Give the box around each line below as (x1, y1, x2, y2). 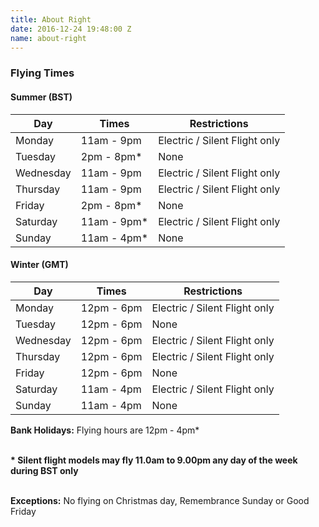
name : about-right (10, 33, 87, 43)
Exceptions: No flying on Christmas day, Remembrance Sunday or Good (10, 494, 310, 506)
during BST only (10, 464, 79, 476)
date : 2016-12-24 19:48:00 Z (10, 24, 132, 34)
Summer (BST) (10, 91, 73, 103)
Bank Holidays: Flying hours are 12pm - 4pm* (10, 424, 200, 436)
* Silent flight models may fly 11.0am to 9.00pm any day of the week (10, 454, 298, 466)
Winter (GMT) (10, 259, 69, 271)
